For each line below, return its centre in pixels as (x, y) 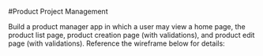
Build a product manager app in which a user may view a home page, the (127, 26)
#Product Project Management (58, 11)
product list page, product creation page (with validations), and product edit (131, 35)
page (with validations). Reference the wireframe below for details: (116, 43)
